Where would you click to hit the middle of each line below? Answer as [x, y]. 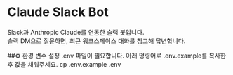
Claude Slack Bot [58, 12]
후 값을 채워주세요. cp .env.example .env [64, 64]
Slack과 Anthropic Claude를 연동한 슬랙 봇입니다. [76, 32]
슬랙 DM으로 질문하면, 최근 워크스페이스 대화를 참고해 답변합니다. [96, 41]
